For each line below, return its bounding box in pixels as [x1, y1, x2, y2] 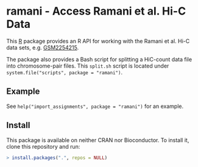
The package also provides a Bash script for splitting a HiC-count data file [6, 55, 193, 63]
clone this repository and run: [6, 143, 80, 150]
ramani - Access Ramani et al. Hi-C [6, 4, 186, 18]
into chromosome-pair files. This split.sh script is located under [6, 62, 169, 69]
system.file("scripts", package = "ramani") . [6, 68, 123, 76]
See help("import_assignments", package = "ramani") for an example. [6, 102, 184, 110]
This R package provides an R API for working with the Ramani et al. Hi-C [6, 37, 190, 44]
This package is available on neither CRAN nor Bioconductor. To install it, [6, 136, 189, 144]
